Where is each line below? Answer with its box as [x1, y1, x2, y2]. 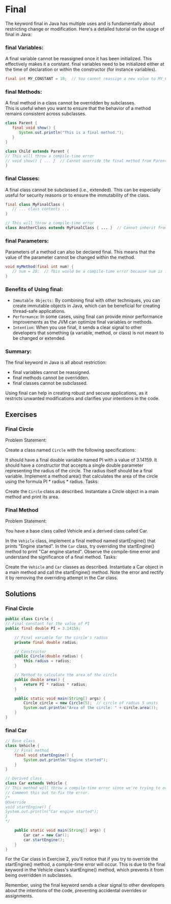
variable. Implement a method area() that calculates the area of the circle [5, 473, 158, 480]
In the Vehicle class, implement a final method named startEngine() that [5, 538, 156, 544]
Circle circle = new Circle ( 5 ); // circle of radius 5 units [23, 701, 158, 706]
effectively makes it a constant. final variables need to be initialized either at [5, 61, 164, 67]
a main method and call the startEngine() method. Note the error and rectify [5, 569, 164, 575]
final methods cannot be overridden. [12, 375, 90, 381]
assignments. [5, 893, 34, 899]
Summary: [5, 348, 32, 355]
